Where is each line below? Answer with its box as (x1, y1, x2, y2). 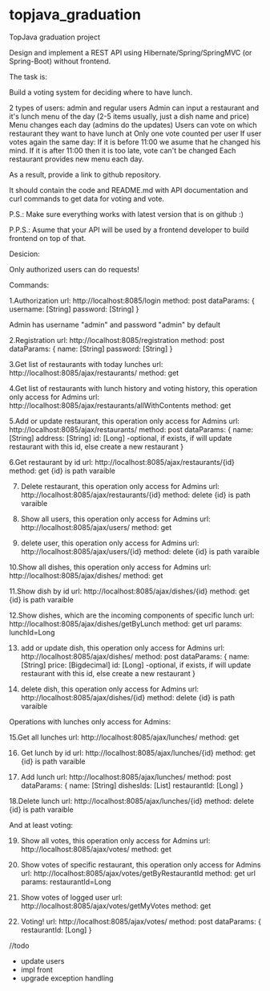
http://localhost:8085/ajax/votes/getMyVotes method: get (20, 901, 212, 911)
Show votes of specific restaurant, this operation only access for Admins (20, 859, 261, 869)
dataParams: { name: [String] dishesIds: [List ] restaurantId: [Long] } (20, 781, 244, 790)
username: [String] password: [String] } (9, 304, 139, 314)
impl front (20, 964, 53, 974)
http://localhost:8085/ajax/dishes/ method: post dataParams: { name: (20, 651, 250, 661)
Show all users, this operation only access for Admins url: (20, 514, 211, 524)
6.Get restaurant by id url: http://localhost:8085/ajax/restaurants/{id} (9, 457, 236, 467)
